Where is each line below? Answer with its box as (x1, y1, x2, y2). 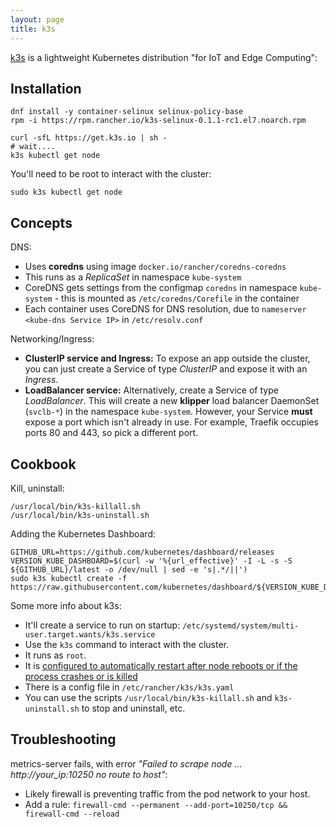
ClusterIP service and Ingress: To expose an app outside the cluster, (24, 352, 311, 365)
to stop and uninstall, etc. (81, 702, 186, 714)
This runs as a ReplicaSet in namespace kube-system (24, 271, 242, 283)
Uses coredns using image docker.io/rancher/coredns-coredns (24, 261, 287, 273)
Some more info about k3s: (10, 599, 122, 611)
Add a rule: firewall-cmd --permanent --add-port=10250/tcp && (24, 798, 288, 810)
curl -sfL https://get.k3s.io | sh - (10, 133, 168, 143)
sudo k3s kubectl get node (10, 187, 123, 198)
